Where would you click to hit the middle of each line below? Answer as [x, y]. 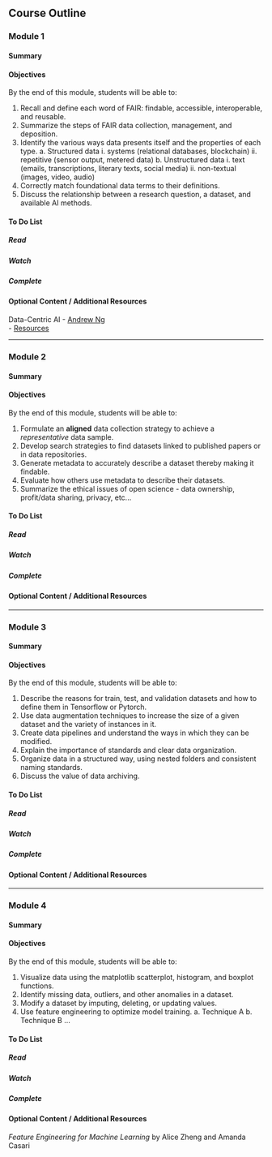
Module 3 [28, 626]
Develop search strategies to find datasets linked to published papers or [140, 445]
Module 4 [28, 905]
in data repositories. [53, 454]
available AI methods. [56, 203]
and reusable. [43, 117]
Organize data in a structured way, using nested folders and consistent [138, 759]
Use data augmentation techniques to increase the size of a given [130, 716]
